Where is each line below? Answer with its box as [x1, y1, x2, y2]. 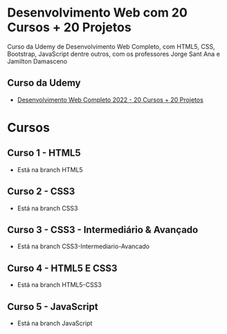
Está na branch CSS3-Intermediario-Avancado [17, 242, 150, 250]
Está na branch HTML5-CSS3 [17, 281, 102, 289]
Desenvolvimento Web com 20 [7, 5, 188, 21]
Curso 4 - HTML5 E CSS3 [7, 262, 118, 274]
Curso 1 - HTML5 [7, 147, 81, 159]
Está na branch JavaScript [17, 319, 93, 327]
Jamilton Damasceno [7, 57, 68, 65]
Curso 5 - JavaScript [7, 301, 98, 313]
